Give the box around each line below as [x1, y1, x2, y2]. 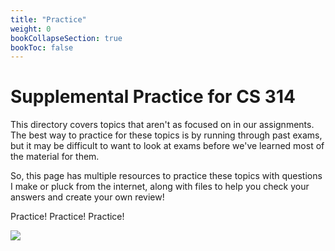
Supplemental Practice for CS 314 [10, 86, 296, 108]
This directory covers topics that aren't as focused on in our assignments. [10, 119, 315, 131]
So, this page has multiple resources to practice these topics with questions [10, 170, 323, 182]
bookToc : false [10, 42, 74, 53]
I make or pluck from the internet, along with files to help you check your [10, 181, 310, 193]
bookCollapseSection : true [10, 33, 123, 43]
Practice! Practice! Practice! [10, 211, 125, 223]
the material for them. [10, 151, 100, 163]
